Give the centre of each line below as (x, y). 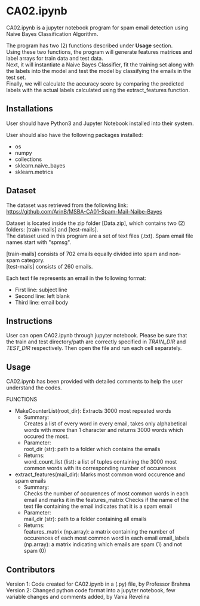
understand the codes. (34, 388)
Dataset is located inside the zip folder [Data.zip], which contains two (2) (96, 223)
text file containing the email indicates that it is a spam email (98, 506)
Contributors (31, 570)
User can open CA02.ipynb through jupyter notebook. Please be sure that (97, 336)
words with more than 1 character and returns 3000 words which (104, 430)
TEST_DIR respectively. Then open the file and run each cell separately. (94, 348)
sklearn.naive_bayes (40, 165)
